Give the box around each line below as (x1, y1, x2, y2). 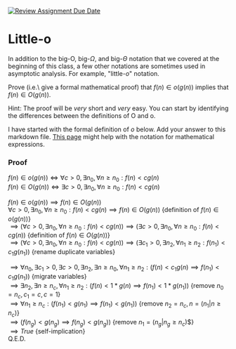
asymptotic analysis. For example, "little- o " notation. (8, 69, 160, 77)
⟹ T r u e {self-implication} (10, 327, 86, 335)
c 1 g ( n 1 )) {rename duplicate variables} (8, 248, 115, 258)
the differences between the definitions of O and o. (8, 111, 156, 119)
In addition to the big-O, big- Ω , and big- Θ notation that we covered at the (8, 54, 220, 62)
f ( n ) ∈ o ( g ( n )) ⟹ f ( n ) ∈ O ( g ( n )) (8, 197, 102, 206)
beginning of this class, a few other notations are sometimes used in (8, 62, 206, 70)
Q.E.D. (8, 334, 27, 343)
